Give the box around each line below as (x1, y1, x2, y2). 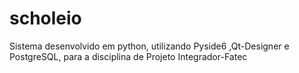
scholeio (9, 7, 82, 30)
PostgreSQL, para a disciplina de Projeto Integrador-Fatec (9, 50, 248, 62)
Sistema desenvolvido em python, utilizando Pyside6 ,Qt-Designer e (9, 40, 290, 52)
